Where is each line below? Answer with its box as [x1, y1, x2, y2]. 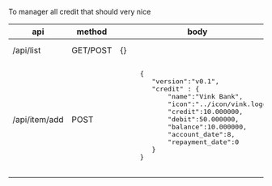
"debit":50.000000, [167, 115, 240, 124]
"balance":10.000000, [167, 123, 248, 131]
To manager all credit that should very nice [8, 7, 151, 16]
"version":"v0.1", [151, 77, 220, 86]
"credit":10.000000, [167, 108, 244, 116]
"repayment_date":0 [167, 137, 240, 146]
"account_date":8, [167, 130, 236, 138]
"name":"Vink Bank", [167, 92, 244, 100]
